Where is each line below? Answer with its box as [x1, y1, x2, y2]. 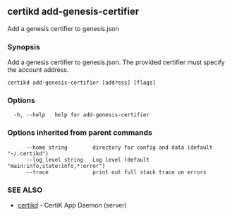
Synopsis [7, 42, 40, 52]
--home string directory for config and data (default [25, 144, 213, 151]
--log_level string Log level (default [25, 156, 150, 163]
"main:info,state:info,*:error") [7, 162, 106, 169]
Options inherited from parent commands [7, 128, 153, 138]
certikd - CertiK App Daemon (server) [17, 201, 127, 209]
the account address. [7, 66, 69, 74]
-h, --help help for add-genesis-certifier [13, 112, 150, 119]
